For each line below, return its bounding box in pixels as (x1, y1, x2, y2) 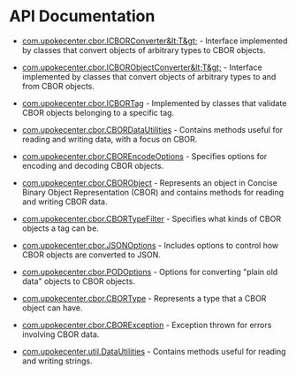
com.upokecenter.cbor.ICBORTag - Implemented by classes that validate (21, 97, 287, 108)
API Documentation (9, 6, 156, 27)
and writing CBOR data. (21, 196, 108, 207)
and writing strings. (21, 356, 93, 366)
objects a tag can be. (21, 223, 99, 233)
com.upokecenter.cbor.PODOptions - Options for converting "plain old (21, 266, 278, 277)
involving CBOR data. (21, 329, 100, 340)
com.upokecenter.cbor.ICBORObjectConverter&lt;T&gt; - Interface (21, 62, 262, 73)
